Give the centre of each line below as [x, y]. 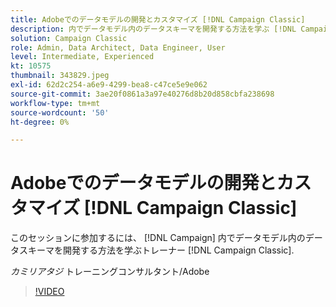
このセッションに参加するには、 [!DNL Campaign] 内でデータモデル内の [158, 238]
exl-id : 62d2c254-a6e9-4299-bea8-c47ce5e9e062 [109, 85]
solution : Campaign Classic [69, 38]
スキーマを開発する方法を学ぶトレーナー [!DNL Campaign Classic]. [156, 250]
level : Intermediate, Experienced [82, 57]
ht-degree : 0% [40, 122]
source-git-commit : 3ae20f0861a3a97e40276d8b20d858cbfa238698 [142, 94]
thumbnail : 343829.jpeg [60, 76]
